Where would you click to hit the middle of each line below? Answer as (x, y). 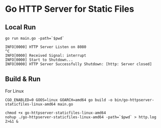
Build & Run (23, 79)
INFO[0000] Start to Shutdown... (39, 60)
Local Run (21, 27)
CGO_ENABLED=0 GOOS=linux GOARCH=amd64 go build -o (59, 100)
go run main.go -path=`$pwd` (35, 38)
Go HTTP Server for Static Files (70, 9)
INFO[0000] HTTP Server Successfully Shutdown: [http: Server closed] (79, 64)
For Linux (14, 91)
